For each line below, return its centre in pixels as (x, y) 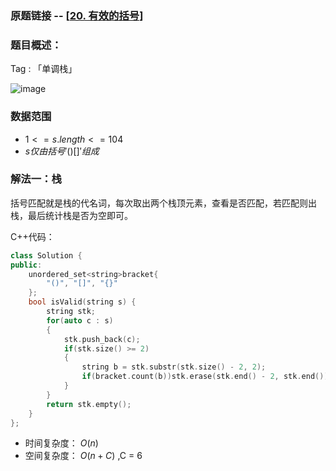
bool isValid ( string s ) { (82, 302)
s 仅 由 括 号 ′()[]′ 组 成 (62, 151)
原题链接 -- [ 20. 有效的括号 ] (77, 15)
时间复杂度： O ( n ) (61, 443)
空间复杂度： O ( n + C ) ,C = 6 (83, 456)
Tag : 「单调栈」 (44, 69)
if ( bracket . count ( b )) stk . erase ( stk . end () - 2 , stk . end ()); (207, 377)
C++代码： (32, 236)
